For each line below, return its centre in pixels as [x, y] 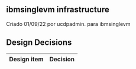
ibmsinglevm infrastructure [58, 10]
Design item [26, 59]
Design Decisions [39, 43]
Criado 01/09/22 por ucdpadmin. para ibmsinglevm [68, 24]
